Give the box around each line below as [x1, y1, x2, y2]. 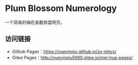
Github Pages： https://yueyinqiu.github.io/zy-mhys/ [12, 49, 117, 54]
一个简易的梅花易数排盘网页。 [5, 19, 65, 25]
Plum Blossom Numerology [5, 3, 117, 14]
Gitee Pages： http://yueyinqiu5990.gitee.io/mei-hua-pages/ [12, 54, 133, 60]
